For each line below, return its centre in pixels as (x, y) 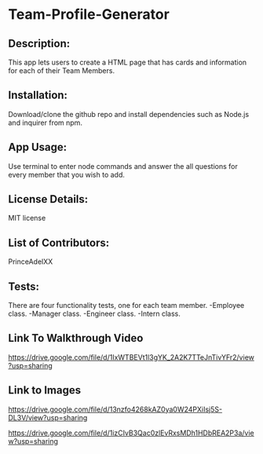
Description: (39, 44)
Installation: (38, 95)
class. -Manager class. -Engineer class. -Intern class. (94, 314)
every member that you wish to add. (67, 174)
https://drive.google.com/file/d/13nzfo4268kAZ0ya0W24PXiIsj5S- (115, 409)
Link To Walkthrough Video (76, 338)
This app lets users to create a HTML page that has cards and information (128, 62)
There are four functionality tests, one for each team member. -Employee (126, 306)
